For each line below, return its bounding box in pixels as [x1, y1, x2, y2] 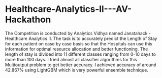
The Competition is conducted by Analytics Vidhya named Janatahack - [5, 30, 151, 36]
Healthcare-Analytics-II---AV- [5, 3, 132, 15]
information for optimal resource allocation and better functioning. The [5, 46, 148, 52]
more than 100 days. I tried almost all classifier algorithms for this [5, 56, 137, 62]
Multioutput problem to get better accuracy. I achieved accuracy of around [5, 62, 157, 68]
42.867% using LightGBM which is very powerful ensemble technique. [5, 67, 149, 73]
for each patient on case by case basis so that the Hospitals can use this [5, 40, 153, 46]
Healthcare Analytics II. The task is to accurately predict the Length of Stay [5, 36, 158, 41]
